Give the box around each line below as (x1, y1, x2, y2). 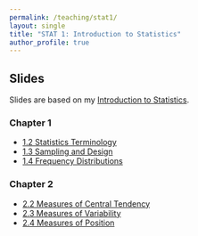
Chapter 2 (9, 178, 54, 191)
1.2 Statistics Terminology (21, 137, 118, 148)
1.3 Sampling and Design (21, 146, 113, 157)
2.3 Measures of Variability (21, 208, 122, 218)
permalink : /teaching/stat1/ (9, 12, 118, 22)
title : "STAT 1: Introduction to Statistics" (9, 29, 181, 38)
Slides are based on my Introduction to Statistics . (9, 94, 190, 105)
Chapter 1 (9, 117, 52, 129)
